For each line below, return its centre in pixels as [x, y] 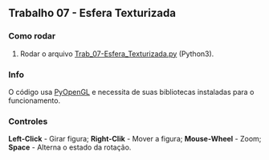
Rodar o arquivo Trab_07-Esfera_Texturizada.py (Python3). [117, 53]
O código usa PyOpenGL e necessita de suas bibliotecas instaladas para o [131, 92]
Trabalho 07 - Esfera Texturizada [92, 13]
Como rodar [32, 36]
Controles [28, 121]
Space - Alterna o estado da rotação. [70, 147]
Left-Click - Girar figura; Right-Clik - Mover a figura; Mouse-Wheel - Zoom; [135, 139]
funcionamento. [35, 101]
